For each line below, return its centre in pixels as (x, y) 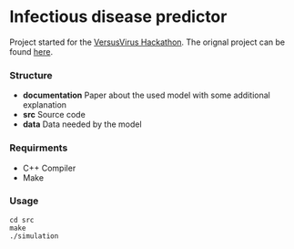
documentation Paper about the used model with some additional (146, 95)
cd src (22, 220)
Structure (31, 75)
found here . (31, 51)
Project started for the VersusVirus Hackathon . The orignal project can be (147, 42)
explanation (44, 105)
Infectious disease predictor (118, 17)
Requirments (39, 148)
